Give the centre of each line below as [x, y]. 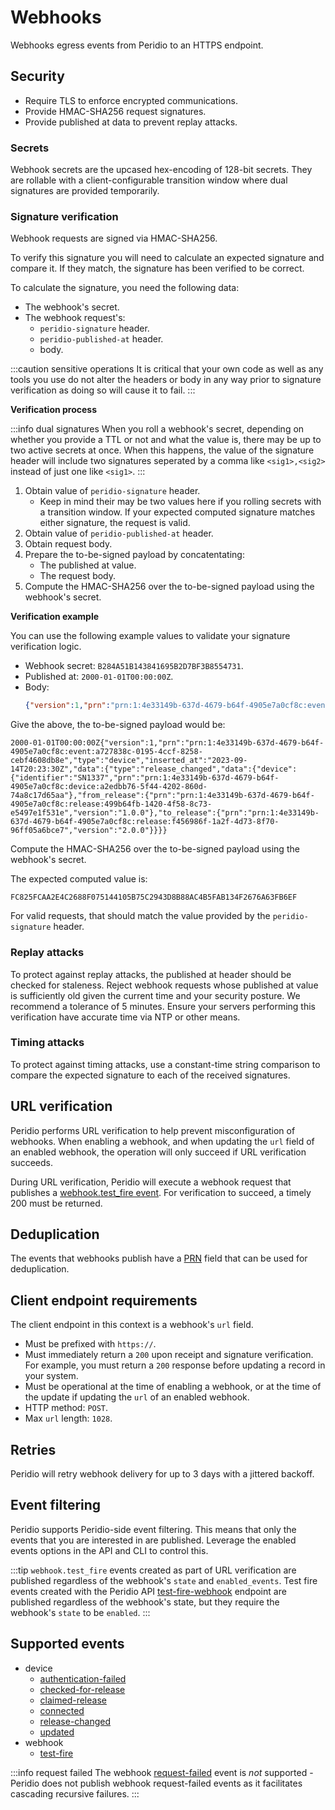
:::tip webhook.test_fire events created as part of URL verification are [153, 1570]
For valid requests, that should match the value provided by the [140, 916]
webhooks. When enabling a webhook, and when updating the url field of [162, 1141]
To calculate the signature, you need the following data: [125, 288]
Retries [33, 1449]
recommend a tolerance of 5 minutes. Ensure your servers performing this [163, 1006]
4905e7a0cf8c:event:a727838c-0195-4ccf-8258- [106, 752]
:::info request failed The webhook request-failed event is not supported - [162, 1772]
